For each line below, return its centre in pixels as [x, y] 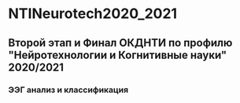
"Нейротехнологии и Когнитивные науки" [118, 55]
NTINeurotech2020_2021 [93, 14]
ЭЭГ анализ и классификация [68, 90]
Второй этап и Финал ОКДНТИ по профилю [120, 43]
